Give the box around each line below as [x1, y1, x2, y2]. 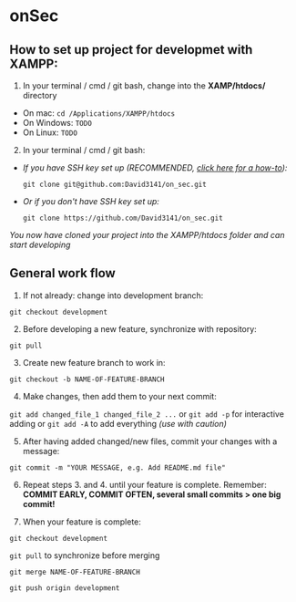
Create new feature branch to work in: [22, 357, 166, 368]
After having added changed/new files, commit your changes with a [22, 435, 278, 447]
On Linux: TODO [22, 127, 77, 138]
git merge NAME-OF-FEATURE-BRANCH [9, 567, 141, 576]
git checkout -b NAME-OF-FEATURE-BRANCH [9, 375, 166, 384]
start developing [9, 239, 71, 250]
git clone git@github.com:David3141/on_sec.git [22, 180, 207, 189]
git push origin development [9, 583, 120, 593]
